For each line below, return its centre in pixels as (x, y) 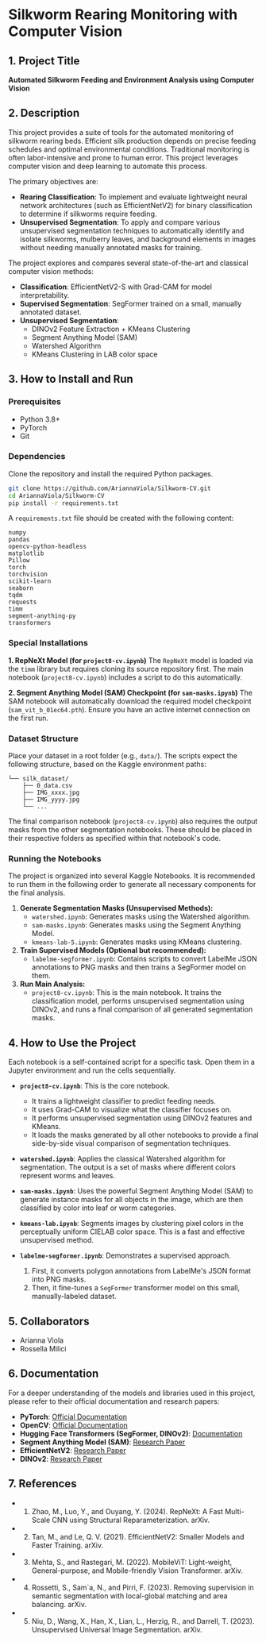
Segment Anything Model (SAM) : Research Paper (102, 1442)
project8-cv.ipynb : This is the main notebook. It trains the (127, 993)
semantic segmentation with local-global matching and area (129, 1596)
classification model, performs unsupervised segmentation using (138, 1001)
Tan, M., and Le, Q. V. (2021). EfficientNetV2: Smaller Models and (138, 1536)
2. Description (44, 113)
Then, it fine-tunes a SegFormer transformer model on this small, (136, 1288)
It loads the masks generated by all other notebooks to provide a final (145, 1135)
